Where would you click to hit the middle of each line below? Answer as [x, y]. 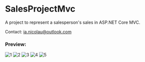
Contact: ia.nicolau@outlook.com [38, 31]
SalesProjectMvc [40, 9]
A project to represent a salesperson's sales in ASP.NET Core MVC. [73, 22]
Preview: [16, 44]
